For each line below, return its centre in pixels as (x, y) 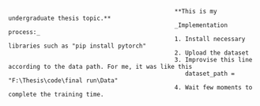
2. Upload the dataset (211, 53)
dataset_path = (210, 74)
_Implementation (201, 25)
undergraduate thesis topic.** (60, 18)
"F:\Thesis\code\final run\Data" (63, 81)
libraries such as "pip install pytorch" (77, 46)
